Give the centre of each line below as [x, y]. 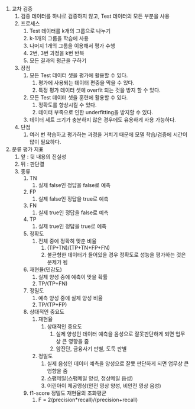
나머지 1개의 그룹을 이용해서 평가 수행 [72, 46]
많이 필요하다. [45, 142]
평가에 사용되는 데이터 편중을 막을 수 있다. [86, 83]
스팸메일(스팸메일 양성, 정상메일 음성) [90, 378]
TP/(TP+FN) [53, 284]
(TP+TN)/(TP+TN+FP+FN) [79, 248]
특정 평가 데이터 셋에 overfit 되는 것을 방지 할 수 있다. [99, 90]
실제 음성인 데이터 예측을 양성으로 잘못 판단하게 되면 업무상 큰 [118, 363]
